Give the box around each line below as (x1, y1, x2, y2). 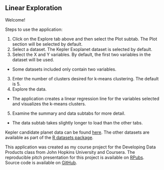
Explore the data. (12, 86, 47, 92)
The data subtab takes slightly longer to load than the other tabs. (12, 120, 143, 125)
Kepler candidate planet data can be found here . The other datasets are (5, 129, 150, 135)
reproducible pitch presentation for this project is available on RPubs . (5, 154, 144, 160)
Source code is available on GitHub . (5, 159, 77, 166)
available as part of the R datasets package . (5, 134, 94, 140)
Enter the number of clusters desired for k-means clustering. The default (12, 75, 159, 81)
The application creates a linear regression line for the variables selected (12, 96, 160, 101)
